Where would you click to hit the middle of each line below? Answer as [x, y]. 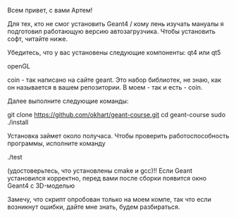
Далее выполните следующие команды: [68, 101]
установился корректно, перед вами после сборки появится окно [107, 178]
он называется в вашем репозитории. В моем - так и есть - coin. [105, 87]
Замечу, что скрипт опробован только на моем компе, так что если [109, 199]
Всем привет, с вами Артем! [50, 10]
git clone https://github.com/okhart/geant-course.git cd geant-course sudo [117, 115]
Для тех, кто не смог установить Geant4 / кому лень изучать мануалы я [116, 24]
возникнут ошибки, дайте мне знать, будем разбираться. [94, 207]
